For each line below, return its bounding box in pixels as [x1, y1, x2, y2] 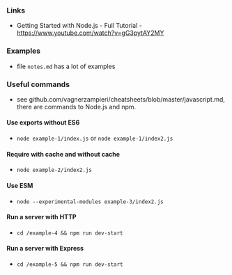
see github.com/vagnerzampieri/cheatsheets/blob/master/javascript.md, [16, 95, 226, 103]
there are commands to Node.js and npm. [16, 102, 137, 111]
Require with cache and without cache [6, 150, 120, 158]
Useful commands [6, 79, 70, 89]
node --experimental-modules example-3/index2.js [16, 198, 164, 205]
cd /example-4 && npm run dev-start [16, 229, 123, 237]
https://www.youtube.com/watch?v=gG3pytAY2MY [16, 29, 164, 37]
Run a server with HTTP [6, 213, 77, 221]
